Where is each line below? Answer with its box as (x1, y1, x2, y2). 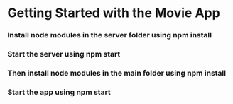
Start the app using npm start (7, 87, 112, 97)
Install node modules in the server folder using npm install (7, 30, 212, 40)
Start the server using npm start (7, 50, 121, 59)
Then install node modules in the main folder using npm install (7, 68, 226, 78)
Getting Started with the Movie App (7, 5, 220, 21)
